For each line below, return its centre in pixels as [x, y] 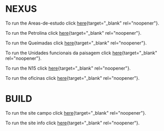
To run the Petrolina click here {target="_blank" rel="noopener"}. [74, 33]
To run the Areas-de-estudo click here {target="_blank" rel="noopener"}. [82, 23]
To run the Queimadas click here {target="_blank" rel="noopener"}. [76, 43]
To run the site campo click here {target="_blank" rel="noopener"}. [76, 113]
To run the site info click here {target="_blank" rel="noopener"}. [72, 123]
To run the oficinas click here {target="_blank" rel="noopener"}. [72, 78]
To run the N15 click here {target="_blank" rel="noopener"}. [68, 68]
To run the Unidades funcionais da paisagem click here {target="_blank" [81, 53]
